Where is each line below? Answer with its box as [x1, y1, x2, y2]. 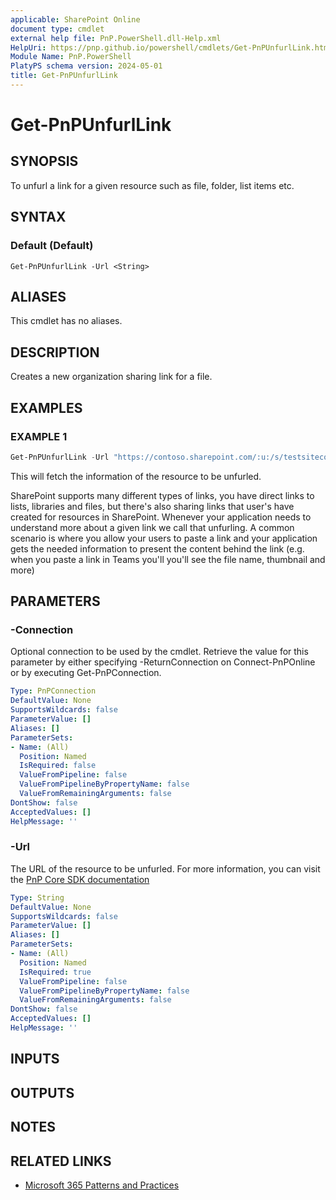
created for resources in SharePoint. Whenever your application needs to [10, 511, 312, 523]
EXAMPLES [10, 399, 83, 416]
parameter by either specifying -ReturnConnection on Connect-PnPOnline [10, 656, 316, 668]
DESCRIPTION [10, 344, 100, 361]
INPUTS [10, 1051, 60, 1068]
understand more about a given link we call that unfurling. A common [10, 521, 295, 533]
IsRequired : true [19, 967, 92, 977]
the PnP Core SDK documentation [10, 873, 150, 885]
